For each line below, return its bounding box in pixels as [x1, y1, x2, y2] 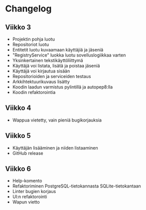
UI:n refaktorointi [12, 193, 47, 200]
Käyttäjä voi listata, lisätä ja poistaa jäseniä [12, 63, 100, 68]
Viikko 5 [5, 131, 31, 140]
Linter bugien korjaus [12, 188, 56, 194]
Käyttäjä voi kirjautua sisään [12, 68, 70, 74]
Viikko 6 [5, 164, 31, 173]
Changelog [5, 3, 52, 14]
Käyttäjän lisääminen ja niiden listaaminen [12, 144, 98, 150]
